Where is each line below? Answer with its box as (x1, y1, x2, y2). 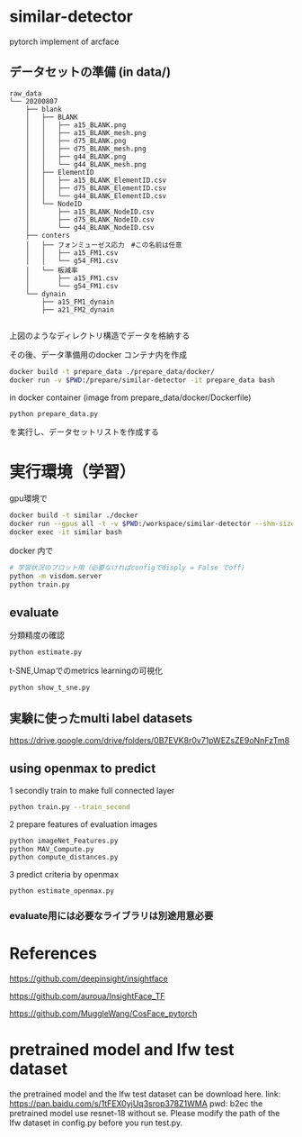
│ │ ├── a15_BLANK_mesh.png (25, 128, 147, 137)
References (9, 943, 97, 964)
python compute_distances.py (9, 853, 119, 862)
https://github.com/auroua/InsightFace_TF (9, 990, 165, 1001)
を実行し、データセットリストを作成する (9, 426, 159, 438)
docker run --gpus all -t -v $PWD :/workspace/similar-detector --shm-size (9, 520, 296, 529)
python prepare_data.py (9, 409, 99, 418)
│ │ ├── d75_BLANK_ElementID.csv (25, 183, 167, 193)
